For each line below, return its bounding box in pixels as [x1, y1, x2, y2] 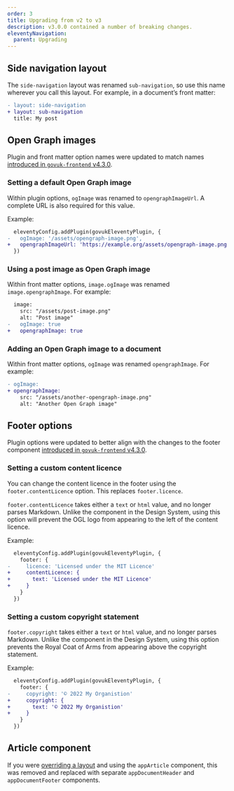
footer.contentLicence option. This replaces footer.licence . [7, 486, 184, 495]
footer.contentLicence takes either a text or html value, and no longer [7, 500, 212, 509]
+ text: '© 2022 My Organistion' [7, 703, 124, 710]
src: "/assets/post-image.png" [20, 308, 111, 315]
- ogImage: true [7, 321, 61, 328]
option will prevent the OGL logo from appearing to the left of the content [7, 515, 219, 523]
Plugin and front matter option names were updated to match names [7, 153, 205, 161]
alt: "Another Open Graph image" [20, 400, 118, 407]
